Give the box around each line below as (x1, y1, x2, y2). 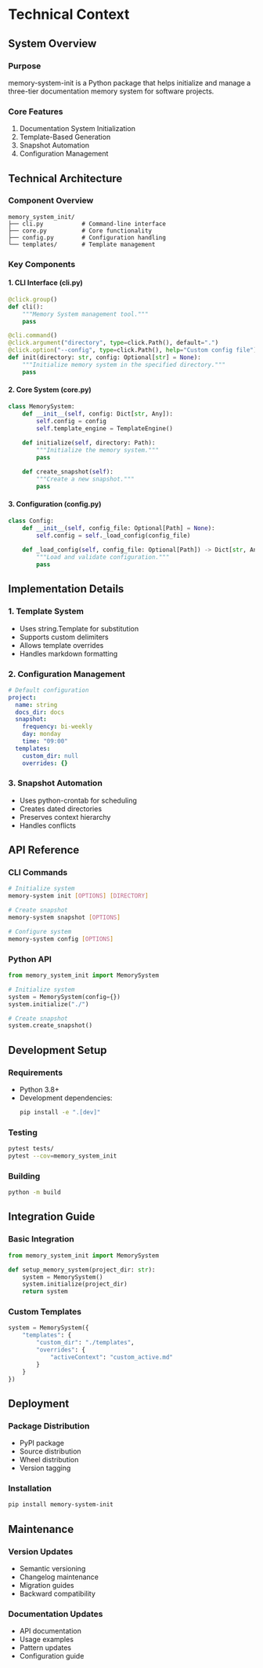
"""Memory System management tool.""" (22, 310, 149, 318)
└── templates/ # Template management (8, 240, 156, 248)
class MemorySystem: (8, 402, 76, 410)
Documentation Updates (8, 1608, 103, 1619)
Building (8, 1170, 41, 1181)
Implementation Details (8, 583, 124, 596)
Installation (8, 1483, 52, 1494)
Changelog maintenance (19, 1572, 99, 1582)
